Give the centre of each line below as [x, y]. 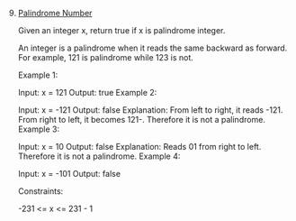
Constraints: [40, 191]
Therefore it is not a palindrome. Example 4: [99, 156]
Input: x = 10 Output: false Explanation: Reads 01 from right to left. [139, 147]
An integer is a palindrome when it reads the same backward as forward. [152, 48]
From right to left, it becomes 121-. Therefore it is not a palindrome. [141, 120]
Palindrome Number [55, 13]
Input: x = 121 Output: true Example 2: [87, 92]
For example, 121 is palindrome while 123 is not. [105, 57]
